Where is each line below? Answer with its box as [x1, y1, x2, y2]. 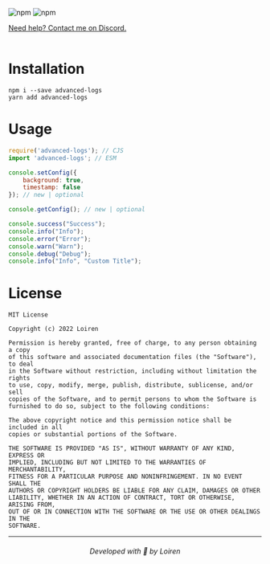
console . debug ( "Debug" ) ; [8, 250, 92, 258]
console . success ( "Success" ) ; [8, 220, 106, 228]
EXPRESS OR [8, 452, 45, 460]
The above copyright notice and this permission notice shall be [8, 416, 231, 425]
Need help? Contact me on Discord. [8, 23, 127, 32]
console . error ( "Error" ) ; [8, 235, 92, 243]
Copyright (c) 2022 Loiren [8, 325, 99, 333]
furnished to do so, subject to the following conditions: [8, 403, 211, 411]
